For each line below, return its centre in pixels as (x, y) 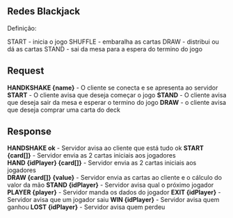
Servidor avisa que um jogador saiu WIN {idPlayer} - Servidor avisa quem (113, 200)
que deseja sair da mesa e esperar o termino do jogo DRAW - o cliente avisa (117, 102)
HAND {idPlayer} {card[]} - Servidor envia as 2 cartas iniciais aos (102, 163)
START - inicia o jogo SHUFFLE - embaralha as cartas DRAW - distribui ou (113, 42)
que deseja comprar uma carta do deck (64, 110)
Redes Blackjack (44, 11)
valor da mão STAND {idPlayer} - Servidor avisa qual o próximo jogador (111, 185)
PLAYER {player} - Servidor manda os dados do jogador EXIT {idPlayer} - (114, 192)
